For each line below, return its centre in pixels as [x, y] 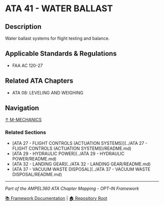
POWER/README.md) [34, 159]
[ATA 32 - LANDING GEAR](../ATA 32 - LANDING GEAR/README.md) [81, 164]
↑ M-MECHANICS [23, 120]
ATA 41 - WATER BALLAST [59, 9]
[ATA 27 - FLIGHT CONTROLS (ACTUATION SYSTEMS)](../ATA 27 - [80, 143]
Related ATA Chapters [39, 81]
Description [23, 27]
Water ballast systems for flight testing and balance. [57, 38]
